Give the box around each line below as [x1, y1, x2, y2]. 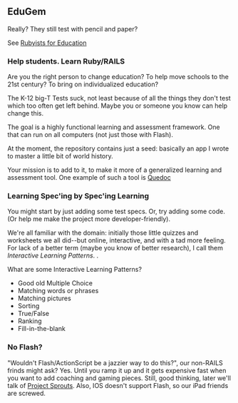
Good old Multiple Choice [17, 279, 93, 287]
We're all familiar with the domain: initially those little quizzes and [7, 228, 199, 238]
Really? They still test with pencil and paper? [7, 24, 138, 33]
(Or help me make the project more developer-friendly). [7, 215, 171, 223]
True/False [17, 310, 50, 318]
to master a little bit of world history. [7, 152, 113, 160]
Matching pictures [17, 294, 71, 302]
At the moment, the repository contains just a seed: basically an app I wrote [7, 144, 229, 153]
